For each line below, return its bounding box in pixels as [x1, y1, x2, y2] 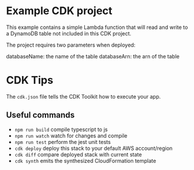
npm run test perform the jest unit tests [14, 138, 111, 145]
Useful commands [6, 110, 75, 120]
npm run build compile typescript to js [14, 126, 108, 133]
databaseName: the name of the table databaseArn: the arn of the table [6, 53, 180, 60]
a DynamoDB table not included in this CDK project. [6, 30, 131, 37]
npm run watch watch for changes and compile [14, 132, 128, 139]
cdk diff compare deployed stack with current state [14, 151, 142, 158]
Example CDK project [6, 4, 113, 18]
